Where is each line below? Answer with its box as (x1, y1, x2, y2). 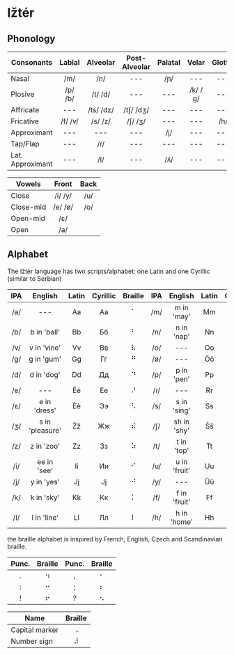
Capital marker (10, 625, 59, 635)
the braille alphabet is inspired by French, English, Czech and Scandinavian (7, 534, 223, 543)
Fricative (10, 116, 40, 126)
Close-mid (10, 202, 47, 212)
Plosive (10, 89, 35, 99)
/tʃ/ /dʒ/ (123, 105, 150, 114)
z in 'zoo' (30, 441, 61, 451)
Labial (58, 58, 80, 67)
